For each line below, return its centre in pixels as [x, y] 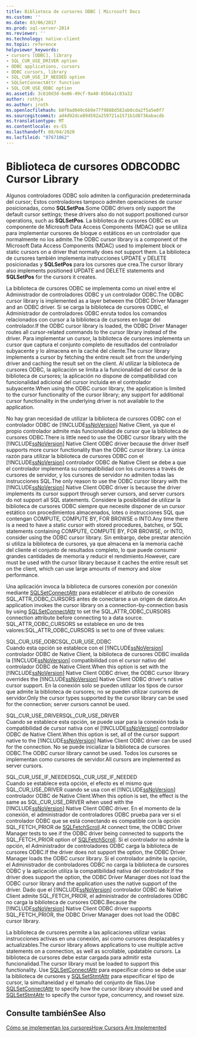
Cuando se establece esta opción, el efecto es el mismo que [79, 783]
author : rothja [25, 99]
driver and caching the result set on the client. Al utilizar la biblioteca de [93, 363]
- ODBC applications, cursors [43, 66]
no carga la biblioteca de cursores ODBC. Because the [71, 902]
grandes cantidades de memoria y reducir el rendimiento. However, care [93, 556]
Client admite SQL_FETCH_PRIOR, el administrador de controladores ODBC [97, 896]
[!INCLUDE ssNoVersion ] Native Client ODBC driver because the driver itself [98, 443]
